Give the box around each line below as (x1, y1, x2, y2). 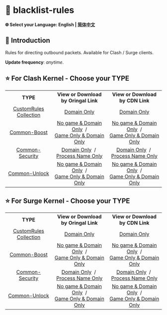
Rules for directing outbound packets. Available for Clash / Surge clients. (5, 49, 154, 55)
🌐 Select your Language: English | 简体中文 (5, 21, 95, 27)
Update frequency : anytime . (5, 59, 64, 65)
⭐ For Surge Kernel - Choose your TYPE (5, 197, 130, 205)
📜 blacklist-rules (5, 4, 75, 16)
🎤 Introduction (5, 36, 51, 45)
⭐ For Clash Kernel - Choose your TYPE (5, 74, 129, 83)
